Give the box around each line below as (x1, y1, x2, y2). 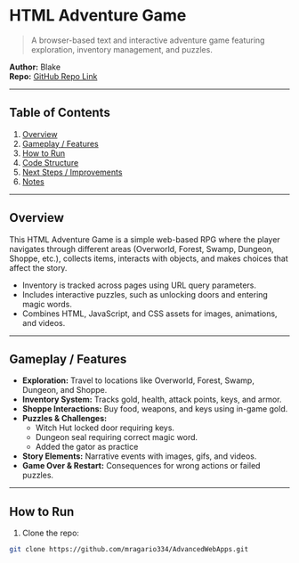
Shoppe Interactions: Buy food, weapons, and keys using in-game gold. (21, 404, 288, 414)
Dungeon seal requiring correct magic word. (35, 432, 198, 443)
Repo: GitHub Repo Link (9, 70, 98, 81)
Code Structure (21, 157, 79, 167)
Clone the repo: (21, 527, 80, 539)
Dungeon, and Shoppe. (21, 385, 108, 396)
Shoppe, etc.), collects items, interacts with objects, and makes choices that (9, 253, 288, 264)
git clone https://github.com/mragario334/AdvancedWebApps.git (9, 545, 249, 554)
